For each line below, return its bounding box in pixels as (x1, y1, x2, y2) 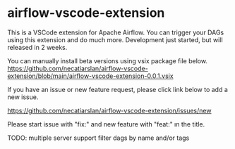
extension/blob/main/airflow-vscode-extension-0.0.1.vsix (7, 72, 174, 80)
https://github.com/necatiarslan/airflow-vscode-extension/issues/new (7, 106, 212, 115)
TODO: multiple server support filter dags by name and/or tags (7, 134, 190, 142)
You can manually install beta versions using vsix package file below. (7, 56, 208, 65)
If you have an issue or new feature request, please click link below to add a (7, 85, 228, 93)
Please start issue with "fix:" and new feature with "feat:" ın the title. (7, 119, 205, 128)
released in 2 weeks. (7, 43, 68, 51)
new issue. (7, 93, 39, 101)
